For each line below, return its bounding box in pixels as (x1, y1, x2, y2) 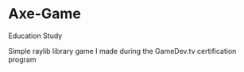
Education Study (8, 31, 63, 40)
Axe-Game (8, 5, 81, 23)
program (8, 55, 37, 64)
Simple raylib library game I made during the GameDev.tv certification (8, 46, 237, 55)
